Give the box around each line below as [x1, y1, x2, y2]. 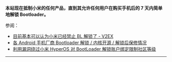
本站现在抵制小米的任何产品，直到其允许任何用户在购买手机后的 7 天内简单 [5, 5, 163, 11]
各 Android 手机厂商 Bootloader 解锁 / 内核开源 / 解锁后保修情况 [12, 39, 147, 46]
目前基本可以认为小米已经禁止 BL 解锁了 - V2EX [12, 33, 114, 39]
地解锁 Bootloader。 [5, 11, 49, 17]
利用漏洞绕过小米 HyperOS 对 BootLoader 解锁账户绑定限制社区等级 [12, 46, 156, 52]
